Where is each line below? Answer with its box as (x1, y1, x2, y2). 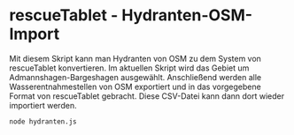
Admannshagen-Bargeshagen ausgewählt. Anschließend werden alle (9, 71, 262, 82)
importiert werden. (9, 100, 77, 110)
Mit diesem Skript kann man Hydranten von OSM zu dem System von (9, 53, 261, 64)
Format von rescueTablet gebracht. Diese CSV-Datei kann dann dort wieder (9, 90, 285, 101)
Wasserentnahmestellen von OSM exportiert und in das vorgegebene (9, 81, 261, 92)
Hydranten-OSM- (120, 5, 253, 26)
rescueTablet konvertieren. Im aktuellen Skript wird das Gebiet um (9, 63, 250, 73)
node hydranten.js (9, 116, 77, 126)
